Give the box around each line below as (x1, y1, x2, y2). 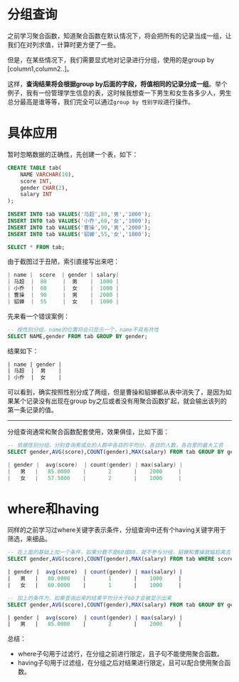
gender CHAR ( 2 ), (20, 184, 69, 191)
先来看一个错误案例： (7, 312, 70, 320)
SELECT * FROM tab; (7, 243, 65, 250)
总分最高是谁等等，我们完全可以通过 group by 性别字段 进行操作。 (7, 97, 194, 106)
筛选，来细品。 (7, 534, 51, 543)
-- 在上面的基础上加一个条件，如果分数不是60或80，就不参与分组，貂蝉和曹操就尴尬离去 (7, 549, 231, 556)
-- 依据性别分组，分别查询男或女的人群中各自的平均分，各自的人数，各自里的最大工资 (7, 442, 224, 449)
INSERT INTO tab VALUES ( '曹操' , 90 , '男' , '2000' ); (7, 224, 152, 231)
